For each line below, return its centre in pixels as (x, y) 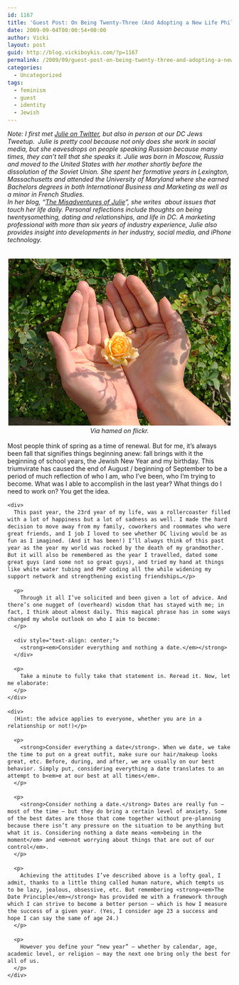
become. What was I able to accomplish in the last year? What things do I (115, 484)
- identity (30, 105)
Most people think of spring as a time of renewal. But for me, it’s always (112, 446)
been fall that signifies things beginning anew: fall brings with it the (105, 453)
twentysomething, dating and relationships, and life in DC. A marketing (111, 217)
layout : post (27, 45)
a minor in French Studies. (46, 194)
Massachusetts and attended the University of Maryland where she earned (118, 179)
